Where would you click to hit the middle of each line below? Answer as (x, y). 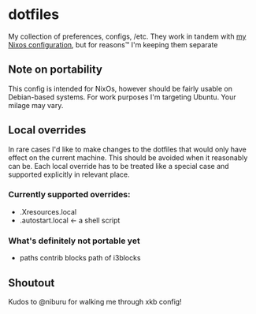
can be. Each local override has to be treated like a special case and (119, 166)
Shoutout (32, 283)
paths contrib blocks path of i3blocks (80, 258)
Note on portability (55, 70)
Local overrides (47, 131)
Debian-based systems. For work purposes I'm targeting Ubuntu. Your (122, 97)
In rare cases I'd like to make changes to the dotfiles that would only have (127, 149)
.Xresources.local (48, 211)
